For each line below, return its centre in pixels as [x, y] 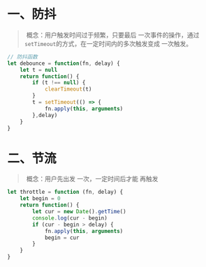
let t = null [39, 70]
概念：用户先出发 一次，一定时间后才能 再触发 [92, 179]
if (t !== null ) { [59, 83]
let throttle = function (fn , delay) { [65, 192]
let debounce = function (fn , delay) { [64, 63]
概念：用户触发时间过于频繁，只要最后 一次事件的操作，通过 [113, 35]
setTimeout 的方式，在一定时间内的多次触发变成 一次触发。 [108, 43]
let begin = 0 [40, 199]
